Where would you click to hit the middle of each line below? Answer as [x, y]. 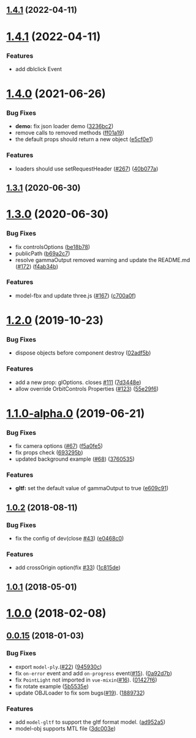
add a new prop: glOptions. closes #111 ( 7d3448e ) [78, 382]
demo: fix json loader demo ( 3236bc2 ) [64, 126]
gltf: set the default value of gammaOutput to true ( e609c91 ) [92, 488]
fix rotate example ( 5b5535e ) [52, 686]
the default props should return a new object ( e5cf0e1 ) [84, 139]
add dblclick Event [39, 69]
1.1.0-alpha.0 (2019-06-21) [76, 413]
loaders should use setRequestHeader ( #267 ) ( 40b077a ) [87, 169]
